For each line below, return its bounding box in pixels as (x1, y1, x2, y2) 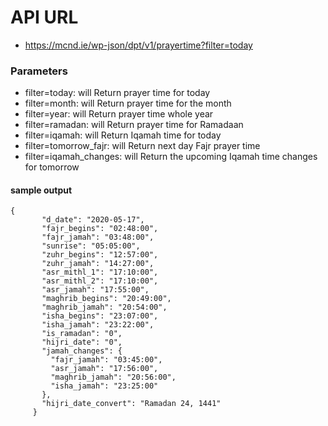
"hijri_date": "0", (41, 337, 123, 348)
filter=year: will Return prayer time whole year (24, 108, 214, 120)
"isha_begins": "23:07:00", (41, 311, 159, 321)
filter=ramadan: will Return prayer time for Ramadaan (24, 119, 244, 131)
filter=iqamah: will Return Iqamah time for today (24, 129, 222, 141)
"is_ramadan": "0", (41, 329, 123, 339)
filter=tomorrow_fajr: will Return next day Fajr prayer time (24, 140, 261, 152)
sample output (10, 184, 73, 196)
